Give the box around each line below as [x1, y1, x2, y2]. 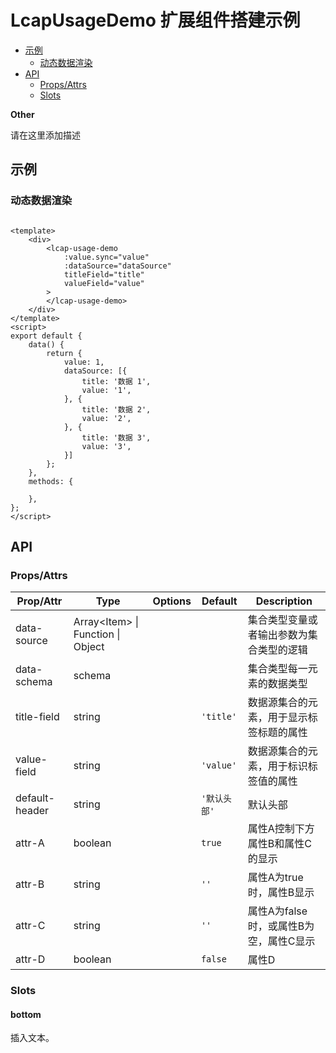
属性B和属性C [247, 837, 312, 851]
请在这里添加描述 [10, 129, 81, 141]
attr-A [15, 836, 45, 850]
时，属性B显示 [247, 886, 315, 900]
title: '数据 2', [81, 404, 152, 415]
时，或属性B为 [247, 919, 315, 933]
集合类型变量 [247, 613, 308, 627]
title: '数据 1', [81, 376, 152, 386]
